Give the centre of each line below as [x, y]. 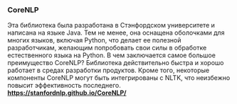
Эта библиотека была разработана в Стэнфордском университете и [111, 25]
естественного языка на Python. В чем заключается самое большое [111, 55]
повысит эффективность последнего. [64, 86]
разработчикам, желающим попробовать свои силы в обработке [107, 48]
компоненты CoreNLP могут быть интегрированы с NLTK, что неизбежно [119, 78]
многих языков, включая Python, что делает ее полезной [94, 40]
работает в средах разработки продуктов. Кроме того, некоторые [109, 70]
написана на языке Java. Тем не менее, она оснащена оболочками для [116, 33]
